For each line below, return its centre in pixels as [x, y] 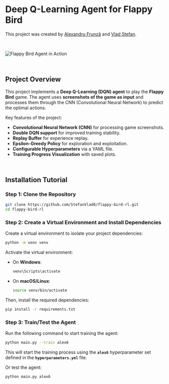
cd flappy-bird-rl [24, 209]
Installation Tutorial [36, 180]
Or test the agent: [23, 367]
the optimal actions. [26, 108]
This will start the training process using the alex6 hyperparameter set [78, 352]
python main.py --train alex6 [37, 343]
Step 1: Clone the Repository [41, 194]
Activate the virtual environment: [39, 252]
